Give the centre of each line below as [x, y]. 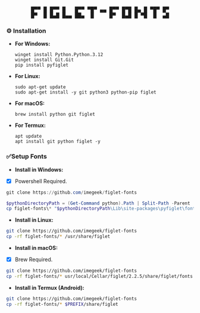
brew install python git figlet [55, 114]
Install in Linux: [34, 220]
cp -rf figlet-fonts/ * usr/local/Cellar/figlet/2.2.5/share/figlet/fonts [100, 276]
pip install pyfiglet [41, 65]
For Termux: [30, 125]
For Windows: [32, 44]
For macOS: [29, 103]
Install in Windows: [39, 169]
